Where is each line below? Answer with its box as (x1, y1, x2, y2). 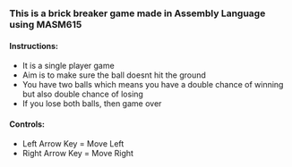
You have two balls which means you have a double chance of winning (21, 79, 284, 90)
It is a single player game (21, 61, 115, 71)
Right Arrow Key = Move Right (21, 148, 134, 159)
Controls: (9, 119, 46, 129)
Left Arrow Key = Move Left (21, 138, 125, 149)
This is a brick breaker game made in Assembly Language (9, 7, 266, 20)
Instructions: (9, 40, 59, 51)
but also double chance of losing (21, 88, 143, 100)
